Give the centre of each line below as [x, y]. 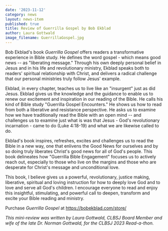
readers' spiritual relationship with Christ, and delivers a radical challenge [81, 73]
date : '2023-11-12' [26, 10]
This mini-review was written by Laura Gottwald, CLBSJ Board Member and [84, 217]
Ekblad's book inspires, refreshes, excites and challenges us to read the [79, 140]
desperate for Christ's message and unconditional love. [62, 167]
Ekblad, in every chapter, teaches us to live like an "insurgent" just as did [80, 88]
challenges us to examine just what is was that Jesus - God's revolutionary [82, 120]
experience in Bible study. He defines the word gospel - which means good [83, 57]
